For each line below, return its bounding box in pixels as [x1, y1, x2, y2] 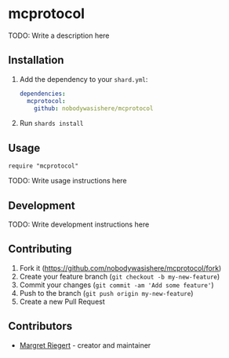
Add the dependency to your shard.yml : [19, 74, 148, 83]
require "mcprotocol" [8, 162, 79, 170]
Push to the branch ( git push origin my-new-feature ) [19, 288, 194, 297]
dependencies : [19, 90, 66, 98]
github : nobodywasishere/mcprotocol [34, 104, 154, 113]
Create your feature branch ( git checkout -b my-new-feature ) [19, 271, 220, 281]
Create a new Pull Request [19, 297, 106, 306]
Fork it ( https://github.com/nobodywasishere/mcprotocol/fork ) [19, 263, 222, 272]
